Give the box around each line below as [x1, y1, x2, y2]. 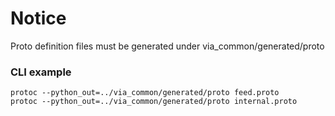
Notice [10, 7, 67, 30]
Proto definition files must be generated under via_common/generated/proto [10, 40, 325, 52]
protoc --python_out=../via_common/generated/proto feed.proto [10, 88, 280, 98]
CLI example [10, 65, 72, 79]
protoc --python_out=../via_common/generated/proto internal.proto [10, 97, 298, 107]
